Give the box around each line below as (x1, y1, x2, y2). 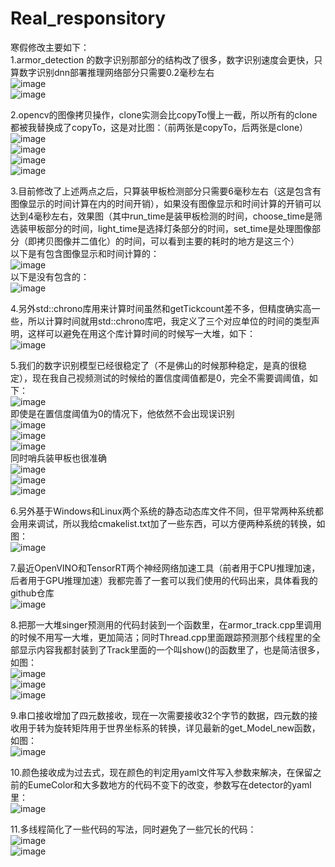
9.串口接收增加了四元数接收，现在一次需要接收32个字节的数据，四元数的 (10, 709, 310, 721)
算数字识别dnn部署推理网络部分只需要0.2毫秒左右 (10, 66, 215, 78)
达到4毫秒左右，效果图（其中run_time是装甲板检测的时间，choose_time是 (10, 210, 315, 222)
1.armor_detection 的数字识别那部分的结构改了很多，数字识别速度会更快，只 (10, 53, 323, 66)
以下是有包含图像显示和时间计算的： (10, 247, 160, 259)
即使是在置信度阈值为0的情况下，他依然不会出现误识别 (10, 407, 235, 419)
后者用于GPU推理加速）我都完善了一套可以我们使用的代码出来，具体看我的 (10, 574, 318, 586)
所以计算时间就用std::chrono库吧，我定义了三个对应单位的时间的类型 (27, 315, 312, 327)
